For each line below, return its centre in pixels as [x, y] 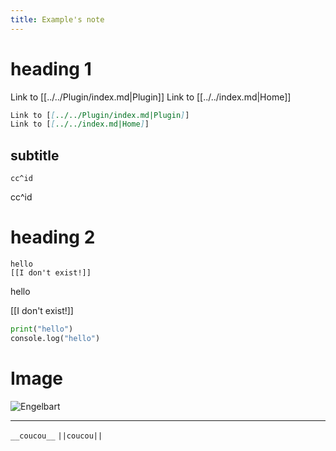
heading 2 [53, 237]
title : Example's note [57, 19]
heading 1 [51, 68]
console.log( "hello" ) [55, 338]
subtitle [35, 155]
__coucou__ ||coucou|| [56, 436]
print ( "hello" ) [42, 329]
